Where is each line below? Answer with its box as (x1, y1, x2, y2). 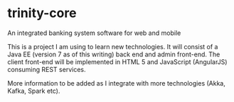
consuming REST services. (7, 65, 86, 73)
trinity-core (7, 5, 77, 21)
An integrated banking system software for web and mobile (7, 29, 181, 37)
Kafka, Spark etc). (7, 86, 60, 95)
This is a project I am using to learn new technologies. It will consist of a (7, 42, 218, 51)
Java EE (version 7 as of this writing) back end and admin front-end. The (7, 50, 220, 58)
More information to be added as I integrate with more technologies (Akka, (7, 78, 225, 87)
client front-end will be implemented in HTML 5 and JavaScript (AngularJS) (7, 57, 228, 66)
